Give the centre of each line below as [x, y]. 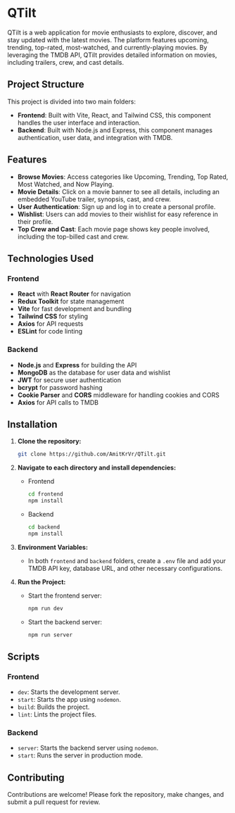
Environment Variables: [52, 547]
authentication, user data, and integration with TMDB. [95, 137]
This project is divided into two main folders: [71, 101]
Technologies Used [50, 258]
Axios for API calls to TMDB [58, 402]
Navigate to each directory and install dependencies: [97, 468]
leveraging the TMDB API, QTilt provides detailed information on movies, [112, 55]
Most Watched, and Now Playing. [65, 184]
